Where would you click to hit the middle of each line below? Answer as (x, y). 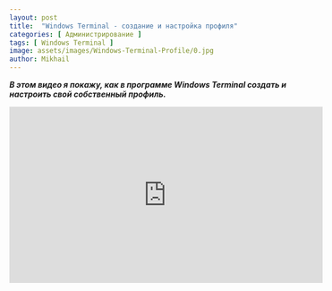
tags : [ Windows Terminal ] (62, 43)
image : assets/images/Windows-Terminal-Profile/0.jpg (112, 51)
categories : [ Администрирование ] (76, 34)
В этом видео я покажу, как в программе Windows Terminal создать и (148, 85)
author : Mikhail (39, 59)
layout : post (34, 17)
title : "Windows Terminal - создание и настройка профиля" (124, 26)
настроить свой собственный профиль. (88, 94)
